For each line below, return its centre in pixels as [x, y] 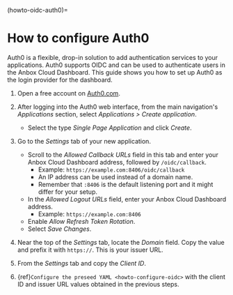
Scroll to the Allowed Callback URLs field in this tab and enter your [123, 154]
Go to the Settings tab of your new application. [84, 141]
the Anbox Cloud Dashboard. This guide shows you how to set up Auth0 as [115, 72]
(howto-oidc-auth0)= [38, 10]
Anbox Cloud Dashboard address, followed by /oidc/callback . [117, 162]
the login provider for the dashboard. [60, 80]
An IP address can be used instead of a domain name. [115, 176]
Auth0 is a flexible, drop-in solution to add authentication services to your [113, 57]
